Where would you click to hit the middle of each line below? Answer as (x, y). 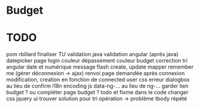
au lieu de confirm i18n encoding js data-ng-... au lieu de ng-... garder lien (97, 86)
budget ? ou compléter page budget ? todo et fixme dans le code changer (97, 92)
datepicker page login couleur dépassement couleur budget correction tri (97, 61)
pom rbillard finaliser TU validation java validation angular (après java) (92, 54)
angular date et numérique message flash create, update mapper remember (100, 67)
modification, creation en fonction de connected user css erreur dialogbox (98, 80)
